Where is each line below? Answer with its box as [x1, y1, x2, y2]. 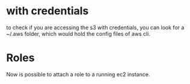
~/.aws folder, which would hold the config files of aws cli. [6, 30, 150, 37]
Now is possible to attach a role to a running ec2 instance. [6, 70, 150, 78]
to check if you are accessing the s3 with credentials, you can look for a [6, 24, 185, 31]
